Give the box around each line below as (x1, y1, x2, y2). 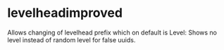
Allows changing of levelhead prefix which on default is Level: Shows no (7, 28, 217, 37)
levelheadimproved (7, 5, 123, 21)
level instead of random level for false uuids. (7, 35, 136, 44)
